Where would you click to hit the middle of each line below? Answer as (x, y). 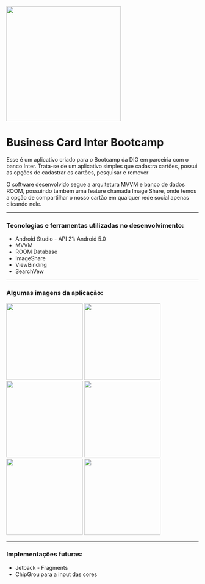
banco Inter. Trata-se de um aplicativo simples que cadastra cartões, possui (102, 166)
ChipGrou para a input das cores (56, 574)
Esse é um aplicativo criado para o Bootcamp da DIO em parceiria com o (98, 159)
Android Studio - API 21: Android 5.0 (60, 239)
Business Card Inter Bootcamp (85, 143)
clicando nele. (24, 204)
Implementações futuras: (45, 555)
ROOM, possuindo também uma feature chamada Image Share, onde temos (102, 191)
